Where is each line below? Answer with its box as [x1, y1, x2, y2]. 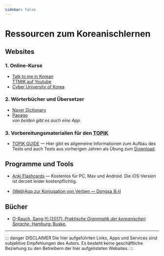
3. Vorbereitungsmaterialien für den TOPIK [5, 129, 109, 136]
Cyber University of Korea [12, 84, 65, 89]
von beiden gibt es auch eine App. [12, 117, 82, 123]
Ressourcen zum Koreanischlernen [5, 28, 151, 39]
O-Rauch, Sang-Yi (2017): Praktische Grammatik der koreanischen [12, 215, 146, 221]
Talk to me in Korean [12, 73, 54, 79]
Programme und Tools [5, 160, 74, 169]
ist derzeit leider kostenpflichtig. [12, 178, 77, 184]
